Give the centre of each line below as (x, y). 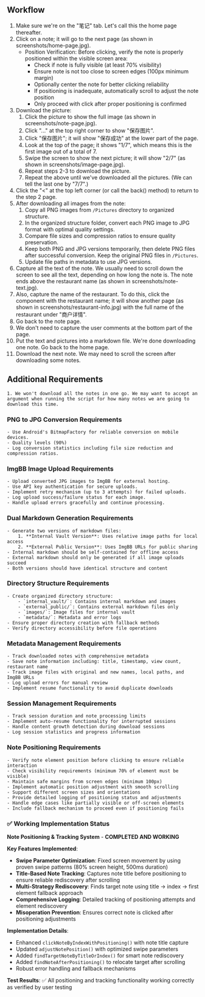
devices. (18, 437)
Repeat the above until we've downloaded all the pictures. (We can (108, 177)
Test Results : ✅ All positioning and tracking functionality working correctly (101, 980)
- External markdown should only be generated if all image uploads (96, 557)
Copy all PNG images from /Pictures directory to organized (99, 209)
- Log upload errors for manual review (57, 683)
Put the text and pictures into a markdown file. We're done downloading (106, 341)
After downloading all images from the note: (71, 203)
